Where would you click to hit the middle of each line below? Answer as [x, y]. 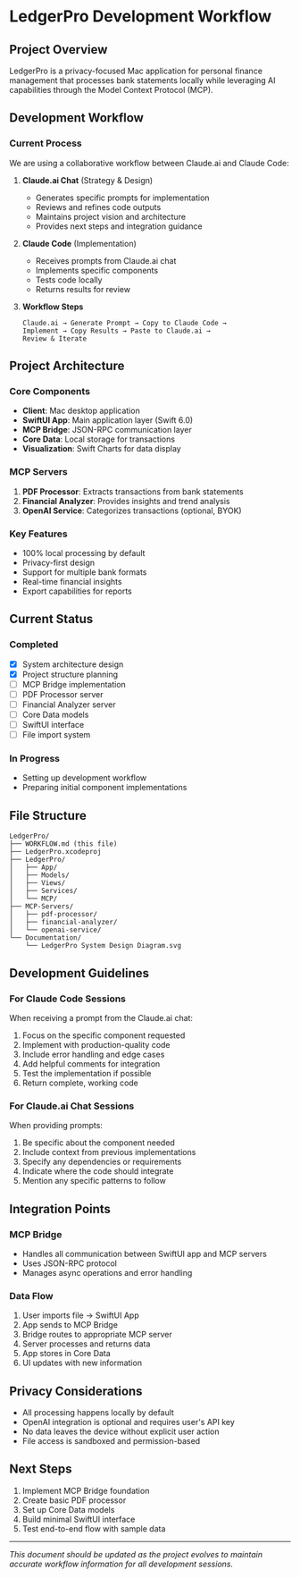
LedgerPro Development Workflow [141, 17]
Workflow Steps [53, 307]
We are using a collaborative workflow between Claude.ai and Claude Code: [149, 163]
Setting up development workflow [84, 778]
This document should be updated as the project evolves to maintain [136, 1554]
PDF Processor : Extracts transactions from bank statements [133, 491]
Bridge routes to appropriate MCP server [97, 1335]
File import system [56, 735]
